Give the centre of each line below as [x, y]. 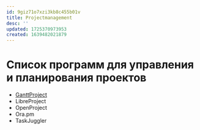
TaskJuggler [31, 121]
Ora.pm [25, 114]
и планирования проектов [76, 78]
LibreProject [31, 101]
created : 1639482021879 [37, 35]
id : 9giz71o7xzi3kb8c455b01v [43, 12]
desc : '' [17, 23]
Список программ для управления [100, 65]
